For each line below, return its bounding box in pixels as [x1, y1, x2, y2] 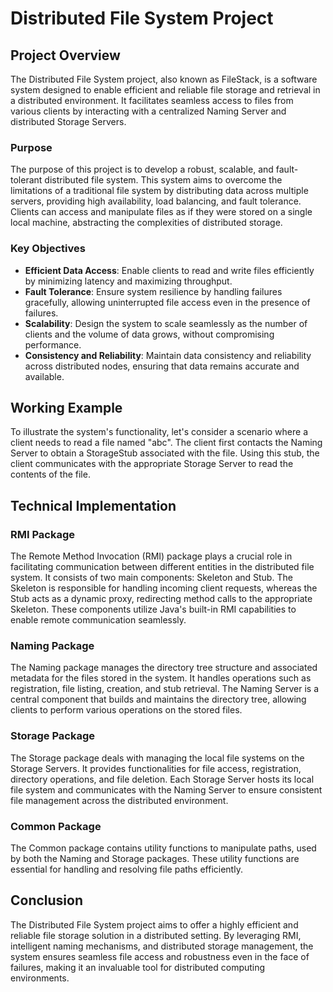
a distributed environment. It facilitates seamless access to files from [10, 95, 294, 106]
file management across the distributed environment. [10, 794, 229, 806]
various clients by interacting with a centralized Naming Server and [10, 105, 287, 117]
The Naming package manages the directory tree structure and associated [10, 662, 318, 674]
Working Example [10, 399, 123, 416]
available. [24, 370, 65, 382]
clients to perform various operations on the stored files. [10, 704, 243, 716]
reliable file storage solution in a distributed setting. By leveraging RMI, [10, 929, 302, 941]
